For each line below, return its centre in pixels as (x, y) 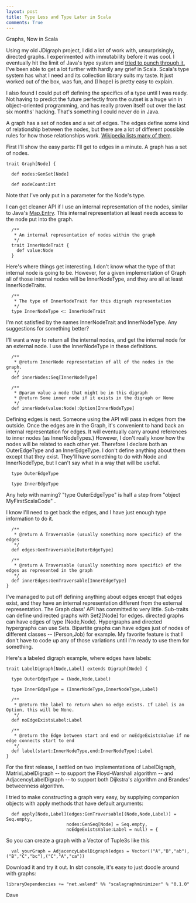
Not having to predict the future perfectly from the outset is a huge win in (94, 99)
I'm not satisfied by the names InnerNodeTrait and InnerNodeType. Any (92, 322)
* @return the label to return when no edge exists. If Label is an (99, 705)
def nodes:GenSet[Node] (40, 174)
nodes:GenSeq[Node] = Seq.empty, (107, 825)
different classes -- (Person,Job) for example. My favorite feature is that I (94, 634)
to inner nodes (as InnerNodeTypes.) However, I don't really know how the (96, 438)
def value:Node (35, 251)
